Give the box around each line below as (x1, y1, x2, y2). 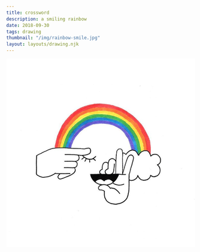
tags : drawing (6, 29, 42, 35)
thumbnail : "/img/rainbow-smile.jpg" (6, 35, 101, 41)
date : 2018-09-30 (6, 22, 50, 28)
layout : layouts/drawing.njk (6, 41, 79, 47)
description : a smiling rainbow (6, 16, 87, 22)
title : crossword (6, 10, 50, 16)
